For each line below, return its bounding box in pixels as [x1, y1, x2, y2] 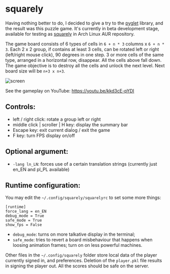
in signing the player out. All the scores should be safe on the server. [5, 263, 149, 269]
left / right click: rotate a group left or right [12, 116, 101, 122]
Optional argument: [5, 147, 69, 156]
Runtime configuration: [5, 181, 80, 190]
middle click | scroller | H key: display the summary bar [12, 121, 128, 128]
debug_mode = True [5, 213, 44, 219]
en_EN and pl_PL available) [12, 166, 70, 172]
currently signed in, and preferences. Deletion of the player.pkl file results [5, 258, 162, 264]
